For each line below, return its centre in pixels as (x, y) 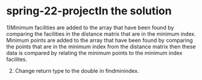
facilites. (17, 59)
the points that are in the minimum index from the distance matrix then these (101, 47)
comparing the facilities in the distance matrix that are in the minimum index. (101, 33)
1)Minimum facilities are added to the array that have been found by (90, 27)
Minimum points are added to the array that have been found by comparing (99, 40)
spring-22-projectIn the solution (89, 11)
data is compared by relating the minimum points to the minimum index (94, 53)
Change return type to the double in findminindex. (77, 70)
